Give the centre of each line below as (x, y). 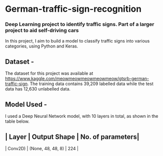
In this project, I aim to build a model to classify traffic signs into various (78, 41)
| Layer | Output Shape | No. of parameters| (72, 137)
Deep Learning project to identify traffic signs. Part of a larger (80, 24)
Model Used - (26, 104)
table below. (17, 121)
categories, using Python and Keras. (42, 46)
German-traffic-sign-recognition (73, 9)
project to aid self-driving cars (42, 30)
